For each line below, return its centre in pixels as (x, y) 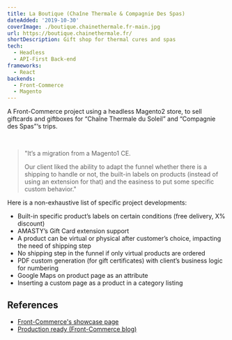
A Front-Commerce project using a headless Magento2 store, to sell (105, 112)
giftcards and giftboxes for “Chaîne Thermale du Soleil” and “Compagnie (111, 119)
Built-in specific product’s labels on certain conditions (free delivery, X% (121, 216)
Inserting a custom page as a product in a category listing (100, 283)
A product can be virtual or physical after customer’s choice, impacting (119, 239)
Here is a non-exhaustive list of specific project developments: (97, 202)
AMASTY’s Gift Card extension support (73, 231)
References (33, 305)
